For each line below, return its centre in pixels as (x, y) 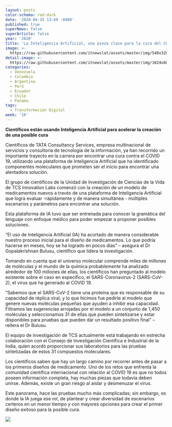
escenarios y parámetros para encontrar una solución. (63, 204)
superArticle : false (27, 34)
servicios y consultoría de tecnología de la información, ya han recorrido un (85, 150)
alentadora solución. (27, 172)
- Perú (17, 86)
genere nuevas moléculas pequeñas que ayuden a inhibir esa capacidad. (82, 303)
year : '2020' (19, 39)
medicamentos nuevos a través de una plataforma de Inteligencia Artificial (84, 193)
